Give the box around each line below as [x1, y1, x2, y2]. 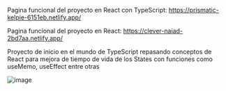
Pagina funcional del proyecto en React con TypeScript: [7, 6, 167, 14]
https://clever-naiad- [123, 27, 183, 35]
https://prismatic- [168, 6, 220, 14]
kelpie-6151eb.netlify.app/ [7, 13, 82, 22]
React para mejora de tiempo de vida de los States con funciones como [7, 55, 213, 63]
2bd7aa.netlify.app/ [7, 34, 63, 42]
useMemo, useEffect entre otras [7, 63, 100, 70]
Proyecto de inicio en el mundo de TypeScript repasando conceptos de [7, 48, 212, 56]
